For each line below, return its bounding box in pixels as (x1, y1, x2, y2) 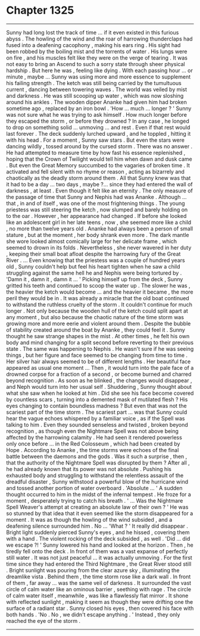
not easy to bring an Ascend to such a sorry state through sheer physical (6, 60, 186, 67)
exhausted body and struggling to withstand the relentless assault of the (6, 472, 184, 479)
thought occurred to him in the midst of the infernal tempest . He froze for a (6, 491, 192, 498)
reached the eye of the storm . (6, 617, 81, 624)
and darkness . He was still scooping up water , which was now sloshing (6, 92, 184, 99)
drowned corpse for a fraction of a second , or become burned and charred (6, 370, 192, 378)
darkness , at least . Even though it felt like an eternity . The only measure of (6, 187, 193, 194)
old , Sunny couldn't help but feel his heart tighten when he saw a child (6, 263, 180, 270)
